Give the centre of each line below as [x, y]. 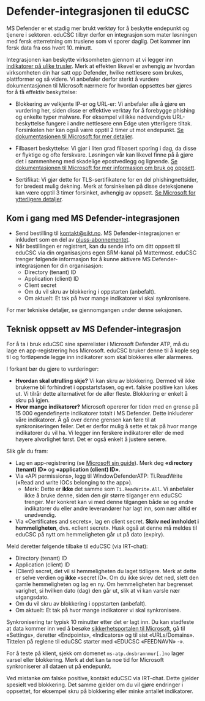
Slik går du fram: [27, 451]
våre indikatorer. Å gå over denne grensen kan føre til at [85, 420]
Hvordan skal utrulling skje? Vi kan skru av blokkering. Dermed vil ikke [105, 380]
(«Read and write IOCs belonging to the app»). [74, 482]
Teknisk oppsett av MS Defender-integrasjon [94, 329]
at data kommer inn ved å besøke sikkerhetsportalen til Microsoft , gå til [96, 628]
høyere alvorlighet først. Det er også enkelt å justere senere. [91, 439]
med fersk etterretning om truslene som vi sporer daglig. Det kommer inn [98, 41]
